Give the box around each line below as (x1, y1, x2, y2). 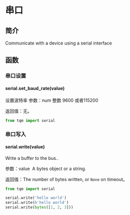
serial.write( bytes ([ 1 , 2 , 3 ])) (5, 205, 73, 210)
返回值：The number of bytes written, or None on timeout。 (5, 176, 128, 182)
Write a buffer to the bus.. (5, 155, 59, 161)
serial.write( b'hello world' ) (5, 200, 69, 205)
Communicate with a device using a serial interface (5, 40, 112, 46)
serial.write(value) (5, 144, 45, 150)
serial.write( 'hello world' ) (5, 195, 67, 200)
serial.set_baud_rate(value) (5, 85, 65, 91)
